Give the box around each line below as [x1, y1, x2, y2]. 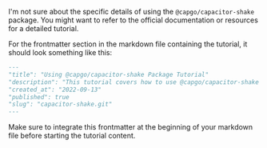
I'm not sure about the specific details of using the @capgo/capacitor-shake [8, 7, 254, 16]
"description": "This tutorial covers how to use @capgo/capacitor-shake [8, 78, 260, 86]
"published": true [8, 93, 70, 101]
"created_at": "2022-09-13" [8, 86, 102, 94]
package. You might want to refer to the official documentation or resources [8, 15, 258, 25]
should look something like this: [8, 48, 113, 57]
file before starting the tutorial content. [8, 131, 136, 141]
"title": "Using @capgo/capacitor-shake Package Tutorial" [8, 70, 209, 78]
